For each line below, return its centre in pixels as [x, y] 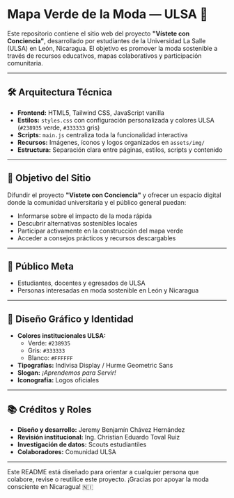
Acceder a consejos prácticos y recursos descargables [96, 238]
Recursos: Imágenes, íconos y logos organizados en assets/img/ [111, 142]
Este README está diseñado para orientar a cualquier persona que [103, 472]
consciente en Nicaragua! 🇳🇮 [50, 487]
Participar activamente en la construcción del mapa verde [100, 231]
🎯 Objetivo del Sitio [49, 178]
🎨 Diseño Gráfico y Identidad [70, 319]
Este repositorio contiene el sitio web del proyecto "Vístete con [99, 33]
